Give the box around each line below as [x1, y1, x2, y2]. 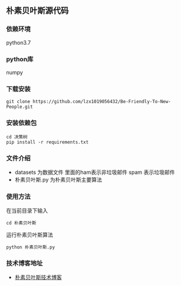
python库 [6, 55, 34, 63]
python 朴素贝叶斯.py [6, 244, 55, 250]
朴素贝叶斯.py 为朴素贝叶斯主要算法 [14, 176, 102, 183]
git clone [6, 99, 31, 105]
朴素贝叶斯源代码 [6, 5, 69, 16]
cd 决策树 [6, 133, 28, 140]
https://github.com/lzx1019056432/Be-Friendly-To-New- [32, 99, 171, 105]
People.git [6, 104, 33, 110]
